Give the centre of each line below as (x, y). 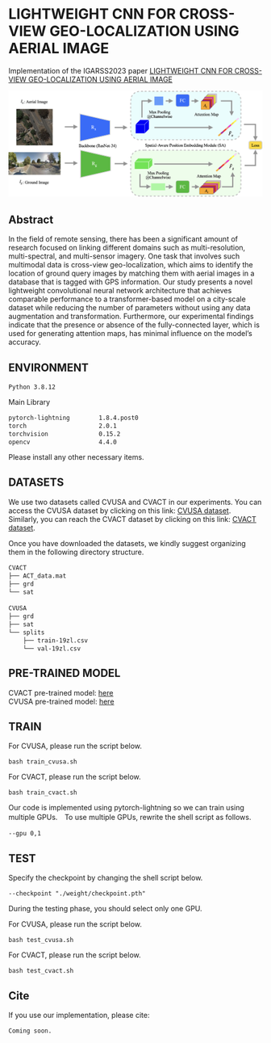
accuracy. (25, 342)
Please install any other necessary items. (76, 456)
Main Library (29, 402)
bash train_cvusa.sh (43, 762)
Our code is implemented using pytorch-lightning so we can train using (126, 808)
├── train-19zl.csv (56, 640)
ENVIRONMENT (48, 367)
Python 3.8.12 (32, 387)
